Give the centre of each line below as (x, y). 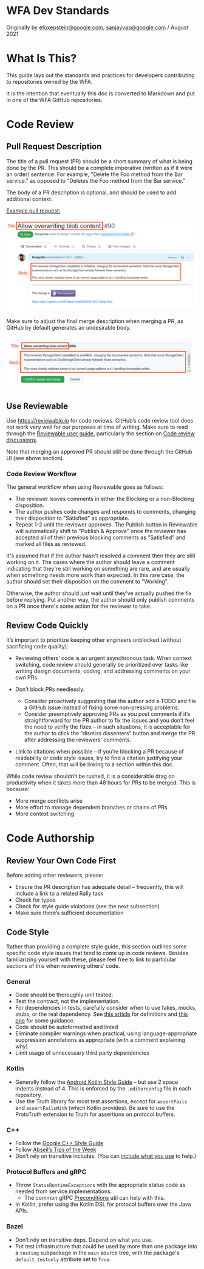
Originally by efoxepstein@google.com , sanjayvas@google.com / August (97, 27)
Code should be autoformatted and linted (66, 1027)
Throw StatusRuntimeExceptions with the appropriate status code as (100, 1185)
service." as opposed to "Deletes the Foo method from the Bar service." (96, 180)
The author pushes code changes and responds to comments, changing (105, 512)
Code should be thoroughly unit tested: (64, 995)
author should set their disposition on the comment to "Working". (87, 582)
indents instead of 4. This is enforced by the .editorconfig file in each (103, 1088)
